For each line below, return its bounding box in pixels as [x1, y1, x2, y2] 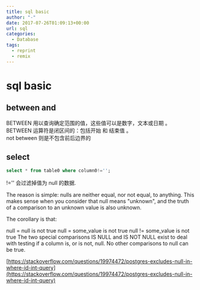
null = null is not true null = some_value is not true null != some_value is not [6, 227, 190, 234]
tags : [6, 42, 20, 48]
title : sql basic [6, 8, 50, 15]
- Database [11, 36, 39, 42]
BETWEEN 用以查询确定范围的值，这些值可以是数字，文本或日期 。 [6, 119, 171, 126]
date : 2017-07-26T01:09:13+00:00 [6, 20, 90, 26]
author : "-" [6, 14, 36, 20]
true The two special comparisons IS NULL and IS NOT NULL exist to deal [6, 234, 188, 241]
